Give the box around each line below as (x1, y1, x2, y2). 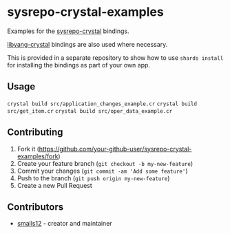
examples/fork (17, 152, 59, 160)
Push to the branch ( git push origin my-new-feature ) (17, 173, 170, 182)
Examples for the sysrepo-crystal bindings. (7, 27, 129, 35)
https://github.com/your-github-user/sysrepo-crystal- (39, 145, 192, 153)
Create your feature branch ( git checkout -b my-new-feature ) (17, 159, 194, 167)
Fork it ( (17, 145, 40, 153)
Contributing (7, 127, 63, 138)
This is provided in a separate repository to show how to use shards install (7, 53, 224, 62)
